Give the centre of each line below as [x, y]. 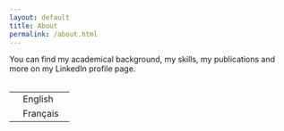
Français [41, 114]
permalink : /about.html [54, 34]
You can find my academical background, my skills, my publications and [142, 60]
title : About [34, 26]
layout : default [39, 17]
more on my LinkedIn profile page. [73, 69]
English [38, 99]
